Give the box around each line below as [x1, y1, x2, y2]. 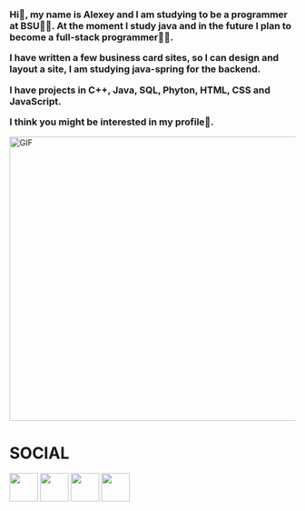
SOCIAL [9, 443, 70, 463]
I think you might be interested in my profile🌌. [9, 115, 215, 128]
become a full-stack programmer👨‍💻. [9, 31, 174, 44]
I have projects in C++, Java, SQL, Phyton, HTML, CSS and [9, 84, 271, 96]
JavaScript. [9, 95, 62, 107]
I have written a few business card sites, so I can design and [9, 52, 280, 65]
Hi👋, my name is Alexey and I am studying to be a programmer [9, 8, 289, 21]
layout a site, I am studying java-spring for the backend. [9, 63, 261, 75]
